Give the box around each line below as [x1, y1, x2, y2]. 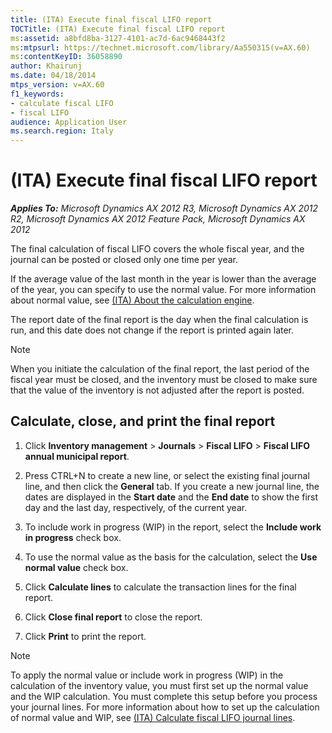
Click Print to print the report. [24, 630, 147, 642]
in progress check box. [24, 531, 122, 543]
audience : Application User [10, 117, 128, 127]
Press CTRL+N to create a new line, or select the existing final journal [24, 469, 310, 481]
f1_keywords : [10, 89, 65, 99]
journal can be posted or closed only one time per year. [10, 254, 238, 266]
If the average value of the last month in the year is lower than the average [10, 273, 317, 285]
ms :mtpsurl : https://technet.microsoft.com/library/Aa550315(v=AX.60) [10, 42, 311, 53]
